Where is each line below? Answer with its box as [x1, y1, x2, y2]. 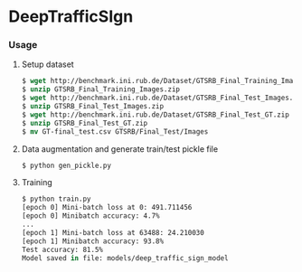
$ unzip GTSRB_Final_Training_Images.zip [21, 85, 181, 94]
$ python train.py [21, 194, 91, 204]
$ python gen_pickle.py [21, 161, 112, 170]
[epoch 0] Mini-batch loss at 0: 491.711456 [21, 203, 193, 212]
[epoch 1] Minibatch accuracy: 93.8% [21, 237, 165, 246]
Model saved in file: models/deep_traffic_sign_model [21, 253, 229, 263]
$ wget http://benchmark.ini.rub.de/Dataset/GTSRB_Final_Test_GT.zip [21, 110, 290, 119]
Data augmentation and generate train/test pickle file [21, 143, 219, 155]
